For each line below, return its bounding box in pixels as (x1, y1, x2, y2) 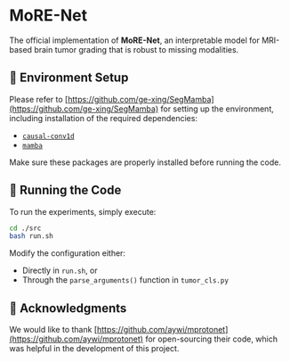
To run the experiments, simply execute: (9, 206, 157, 217)
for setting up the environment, (159, 103, 274, 114)
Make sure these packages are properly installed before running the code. (9, 157, 282, 168)
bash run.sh (9, 232, 53, 241)
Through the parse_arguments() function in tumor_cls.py (21, 275, 230, 285)
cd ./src (9, 224, 42, 233)
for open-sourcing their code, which (145, 333, 278, 344)
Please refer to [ (9, 94, 68, 104)
